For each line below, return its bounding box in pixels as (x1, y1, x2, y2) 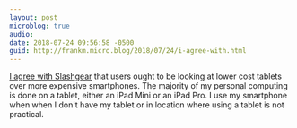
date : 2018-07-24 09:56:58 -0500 (9, 38, 135, 47)
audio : (9, 30, 34, 38)
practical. (9, 109, 45, 120)
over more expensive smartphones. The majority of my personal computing (9, 81, 289, 91)
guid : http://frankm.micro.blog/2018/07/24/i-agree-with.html (9, 47, 247, 55)
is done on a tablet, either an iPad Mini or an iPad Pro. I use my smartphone (9, 90, 288, 101)
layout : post (9, 13, 58, 22)
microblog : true (9, 21, 70, 30)
